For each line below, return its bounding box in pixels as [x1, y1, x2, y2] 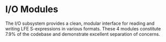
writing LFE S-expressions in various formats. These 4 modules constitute [5, 25, 161, 31]
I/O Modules [5, 4, 59, 15]
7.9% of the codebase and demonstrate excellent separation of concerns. [5, 31, 160, 37]
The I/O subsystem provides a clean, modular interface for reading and [5, 20, 155, 26]
